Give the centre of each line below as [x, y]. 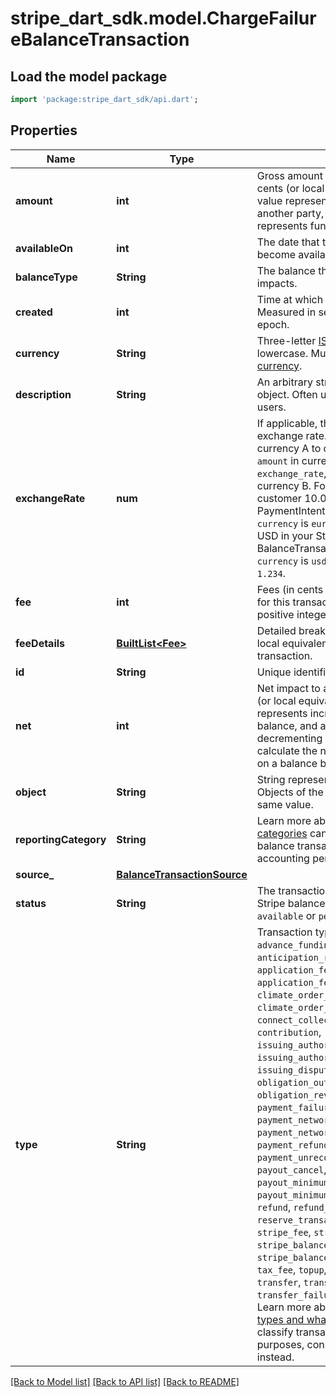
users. [271, 407]
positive [275, 614]
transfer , [279, 1282]
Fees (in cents [290, 589]
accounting [283, 858]
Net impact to [288, 688]
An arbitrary [284, 382]
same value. [285, 804]
